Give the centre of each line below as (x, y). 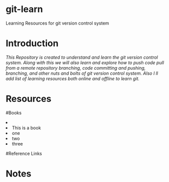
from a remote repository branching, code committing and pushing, (76, 68)
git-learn (24, 9)
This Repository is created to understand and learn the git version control (82, 57)
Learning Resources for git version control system (58, 23)
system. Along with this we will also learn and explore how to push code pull (85, 62)
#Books (14, 113)
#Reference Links (24, 153)
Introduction (32, 43)
